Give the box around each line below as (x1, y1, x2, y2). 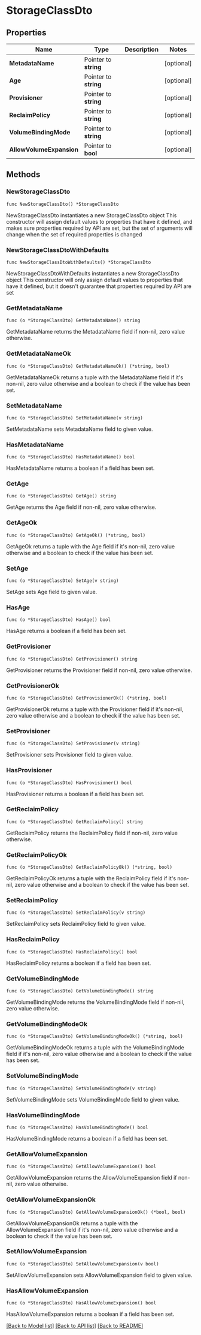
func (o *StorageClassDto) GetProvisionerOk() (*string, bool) (6, 695, 167, 701)
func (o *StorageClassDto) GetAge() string (6, 493, 117, 499)
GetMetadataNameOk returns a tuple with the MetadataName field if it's (6, 373, 184, 381)
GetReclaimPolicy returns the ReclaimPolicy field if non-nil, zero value (6, 829, 178, 836)
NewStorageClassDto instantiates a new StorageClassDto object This (6, 211, 177, 219)
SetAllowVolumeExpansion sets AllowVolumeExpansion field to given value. (6, 1271, 193, 1279)
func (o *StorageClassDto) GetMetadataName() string (6, 317, 141, 324)
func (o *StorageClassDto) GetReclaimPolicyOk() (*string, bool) (6, 865, 172, 871)
